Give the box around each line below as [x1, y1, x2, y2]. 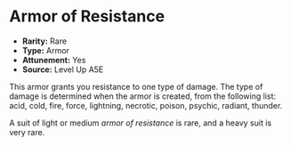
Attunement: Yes [21, 54, 86, 65]
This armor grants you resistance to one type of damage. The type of [9, 81, 263, 92]
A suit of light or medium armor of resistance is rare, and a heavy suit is [9, 118, 272, 128]
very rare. [9, 126, 45, 137]
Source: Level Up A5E [21, 64, 104, 75]
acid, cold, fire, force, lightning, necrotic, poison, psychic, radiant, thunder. [9, 100, 283, 110]
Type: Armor [21, 45, 69, 55]
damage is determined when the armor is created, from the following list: [9, 91, 277, 101]
